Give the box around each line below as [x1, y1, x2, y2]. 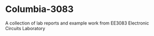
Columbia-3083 [5, 3, 74, 15]
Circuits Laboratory [5, 25, 45, 31]
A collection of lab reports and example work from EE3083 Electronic [5, 20, 149, 26]
